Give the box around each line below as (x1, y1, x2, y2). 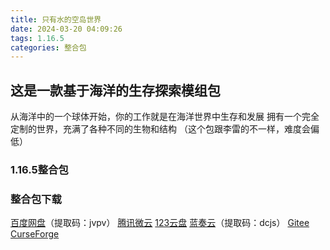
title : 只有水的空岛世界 (10, 14, 102, 25)
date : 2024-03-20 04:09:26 (10, 24, 123, 34)
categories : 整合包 (10, 42, 87, 53)
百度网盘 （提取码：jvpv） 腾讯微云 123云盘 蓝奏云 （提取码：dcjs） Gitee (10, 217, 310, 229)
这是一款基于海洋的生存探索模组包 (10, 82, 221, 99)
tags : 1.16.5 (10, 33, 65, 43)
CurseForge (10, 228, 60, 240)
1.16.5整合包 (10, 162, 69, 176)
